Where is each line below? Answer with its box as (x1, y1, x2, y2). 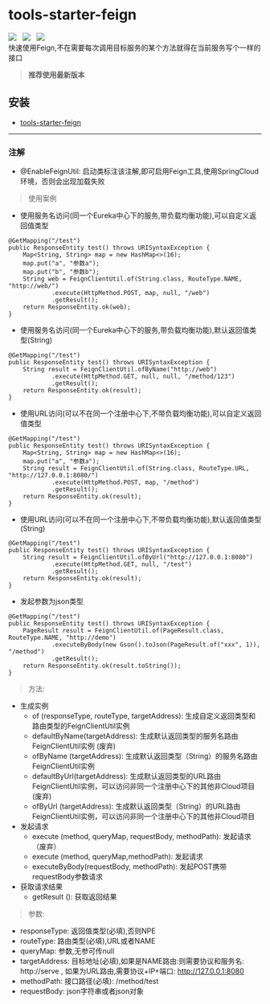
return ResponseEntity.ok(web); (22, 303, 131, 311)
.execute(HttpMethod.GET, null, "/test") (51, 560, 193, 568)
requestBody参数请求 (31, 872, 103, 882)
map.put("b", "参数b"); (22, 268, 100, 277)
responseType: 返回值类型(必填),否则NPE (19, 926, 156, 936)
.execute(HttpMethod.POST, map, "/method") (51, 478, 199, 487)
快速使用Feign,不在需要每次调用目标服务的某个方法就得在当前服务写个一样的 (8, 43, 261, 52)
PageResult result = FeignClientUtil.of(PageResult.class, (22, 627, 225, 635)
